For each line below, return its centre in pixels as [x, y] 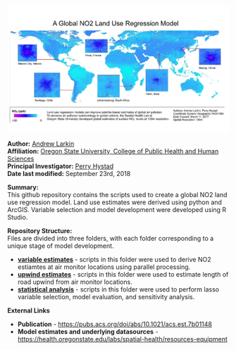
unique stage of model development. [61, 246]
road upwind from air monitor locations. [75, 282]
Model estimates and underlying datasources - [88, 331]
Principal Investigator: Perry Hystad [61, 166]
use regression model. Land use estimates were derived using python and [114, 202]
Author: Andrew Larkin [41, 144]
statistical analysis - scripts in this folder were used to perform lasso [118, 289]
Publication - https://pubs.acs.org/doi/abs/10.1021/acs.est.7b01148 [115, 324]
